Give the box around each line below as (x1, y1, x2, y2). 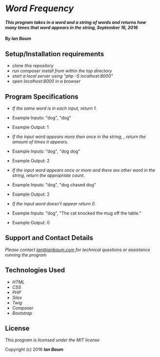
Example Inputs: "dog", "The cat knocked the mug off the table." (12, 210, 141, 216)
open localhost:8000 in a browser (12, 79, 80, 84)
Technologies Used (5, 266, 65, 275)
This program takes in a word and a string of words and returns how (5, 19, 146, 25)
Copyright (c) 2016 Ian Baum (5, 347, 63, 353)
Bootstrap (12, 310, 33, 316)
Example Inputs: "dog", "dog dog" (12, 148, 80, 154)
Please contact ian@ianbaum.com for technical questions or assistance (5, 247, 150, 253)
